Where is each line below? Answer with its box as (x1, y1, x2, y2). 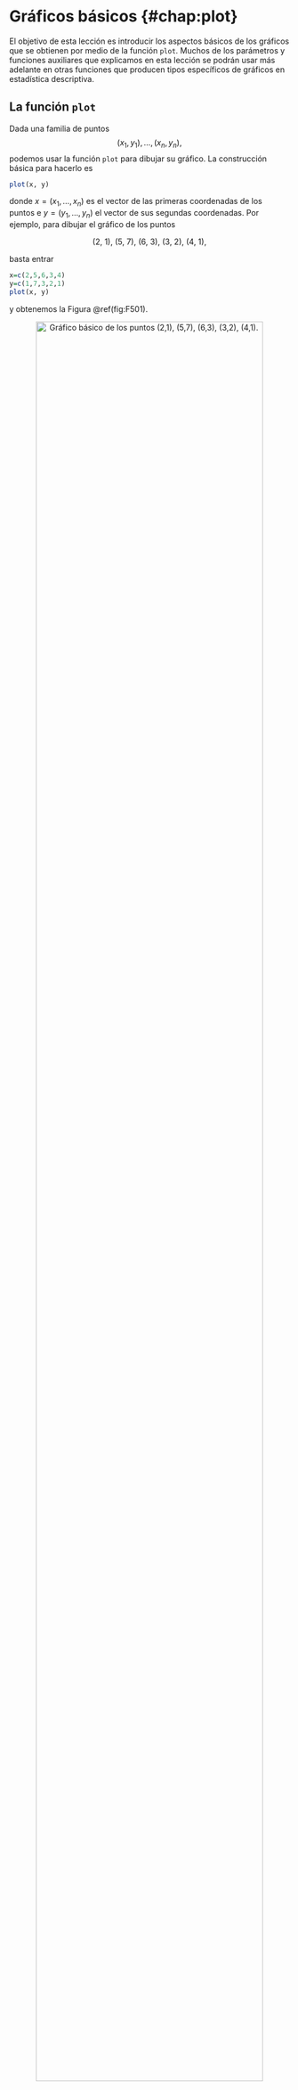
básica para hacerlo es (9, 162, 93, 173)
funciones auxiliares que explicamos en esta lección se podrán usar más (9, 54, 276, 65)
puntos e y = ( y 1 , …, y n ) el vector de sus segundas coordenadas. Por (9, 208, 260, 220)
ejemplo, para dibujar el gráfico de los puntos (9, 219, 176, 230)
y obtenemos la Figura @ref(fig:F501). (9, 303, 149, 314)
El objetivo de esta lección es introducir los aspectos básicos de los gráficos (9, 36, 290, 46)
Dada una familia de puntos (9, 123, 109, 134)
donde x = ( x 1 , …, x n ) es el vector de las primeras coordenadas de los (9, 196, 262, 209)
